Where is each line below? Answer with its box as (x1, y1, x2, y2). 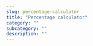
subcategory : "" (6, 25, 47, 32)
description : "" (6, 31, 47, 37)
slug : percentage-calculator (6, 8, 80, 15)
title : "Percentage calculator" (6, 14, 88, 20)
